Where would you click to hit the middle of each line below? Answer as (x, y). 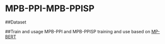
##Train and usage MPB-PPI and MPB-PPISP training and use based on (78, 31)
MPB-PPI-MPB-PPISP (50, 9)
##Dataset (16, 22)
